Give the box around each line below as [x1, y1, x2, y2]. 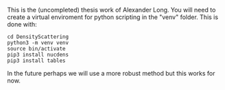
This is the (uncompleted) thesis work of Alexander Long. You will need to [7, 6, 216, 14]
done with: [7, 20, 38, 28]
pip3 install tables [7, 57, 67, 64]
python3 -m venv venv [7, 40, 69, 46]
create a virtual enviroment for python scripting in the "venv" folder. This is [7, 13, 218, 21]
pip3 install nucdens [7, 51, 69, 58]
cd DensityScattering [7, 33, 69, 40]
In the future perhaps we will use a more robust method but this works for [7, 70, 215, 77]
